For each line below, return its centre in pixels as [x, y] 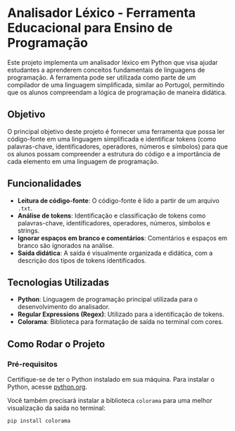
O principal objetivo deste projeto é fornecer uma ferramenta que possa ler [116, 131]
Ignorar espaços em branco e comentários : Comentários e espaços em [122, 238]
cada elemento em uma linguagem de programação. [83, 161]
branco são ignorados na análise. [66, 245]
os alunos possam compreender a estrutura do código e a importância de [114, 154]
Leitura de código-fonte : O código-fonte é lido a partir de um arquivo [118, 200]
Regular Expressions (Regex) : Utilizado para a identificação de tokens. [121, 314]
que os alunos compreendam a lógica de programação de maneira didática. [117, 92]
